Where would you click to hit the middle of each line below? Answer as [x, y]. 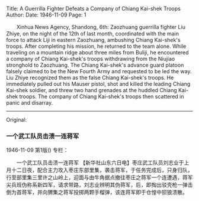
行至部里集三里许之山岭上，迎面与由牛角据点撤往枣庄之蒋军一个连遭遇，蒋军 [99, 177]
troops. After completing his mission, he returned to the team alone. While [96, 46]
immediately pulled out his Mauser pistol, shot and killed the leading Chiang [98, 84]
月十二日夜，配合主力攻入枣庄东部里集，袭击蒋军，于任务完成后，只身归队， [99, 170]
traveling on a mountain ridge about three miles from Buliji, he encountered [97, 52]
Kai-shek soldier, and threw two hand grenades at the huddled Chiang [92, 90]
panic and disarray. [30, 103]
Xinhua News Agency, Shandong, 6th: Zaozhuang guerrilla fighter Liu [101, 27]
